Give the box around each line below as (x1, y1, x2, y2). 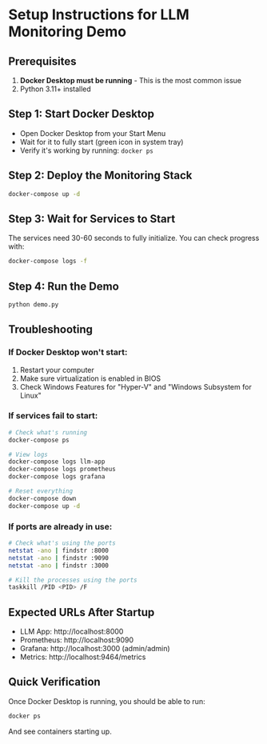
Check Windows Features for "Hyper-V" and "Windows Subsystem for (19, 382, 252, 391)
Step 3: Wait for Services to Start (8, 212, 176, 226)
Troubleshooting (8, 322, 94, 337)
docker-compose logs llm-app (8, 458, 106, 466)
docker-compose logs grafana (8, 473, 106, 481)
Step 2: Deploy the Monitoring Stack (8, 169, 193, 182)
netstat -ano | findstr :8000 (8, 546, 110, 554)
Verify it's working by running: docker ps (19, 146, 153, 155)
